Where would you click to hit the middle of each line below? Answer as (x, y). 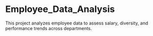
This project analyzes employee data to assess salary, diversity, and (77, 23)
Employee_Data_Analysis (60, 9)
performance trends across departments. (49, 28)
